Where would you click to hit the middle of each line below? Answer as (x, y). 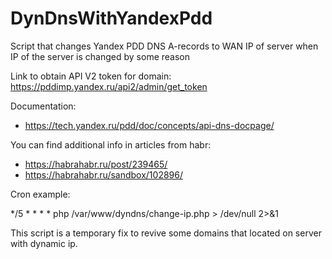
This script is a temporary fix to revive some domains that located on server (166, 233)
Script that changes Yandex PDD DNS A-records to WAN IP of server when (164, 46)
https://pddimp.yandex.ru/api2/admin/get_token (109, 86)
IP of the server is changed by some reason (100, 56)
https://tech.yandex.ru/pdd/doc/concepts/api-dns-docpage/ (149, 125)
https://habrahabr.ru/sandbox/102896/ (103, 174)
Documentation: (43, 106)
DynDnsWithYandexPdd (111, 18)
